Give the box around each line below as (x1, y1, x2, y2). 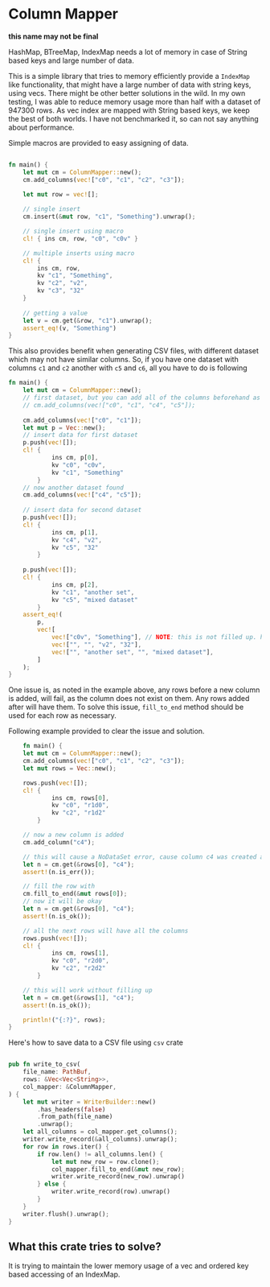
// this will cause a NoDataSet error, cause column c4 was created (22, 852, 257, 861)
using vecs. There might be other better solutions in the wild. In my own (8, 88, 246, 97)
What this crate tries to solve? (8, 1240, 162, 1253)
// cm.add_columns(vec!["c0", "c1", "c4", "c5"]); (22, 401, 196, 409)
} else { (37, 1180, 67, 1188)
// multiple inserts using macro (22, 249, 135, 258)
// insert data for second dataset (22, 506, 142, 514)
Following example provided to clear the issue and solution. (8, 726, 205, 736)
